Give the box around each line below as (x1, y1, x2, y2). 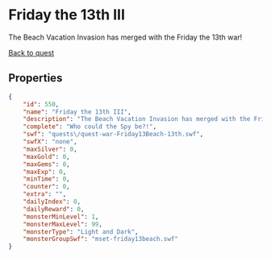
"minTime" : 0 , (23, 175, 70, 183)
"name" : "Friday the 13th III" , (23, 107, 131, 116)
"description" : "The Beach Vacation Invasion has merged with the (23, 115, 251, 123)
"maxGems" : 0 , (23, 160, 70, 169)
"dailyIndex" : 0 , (23, 198, 81, 206)
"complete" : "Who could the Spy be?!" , (23, 123, 157, 131)
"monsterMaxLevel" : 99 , (23, 220, 103, 228)
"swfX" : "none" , (23, 138, 78, 146)
